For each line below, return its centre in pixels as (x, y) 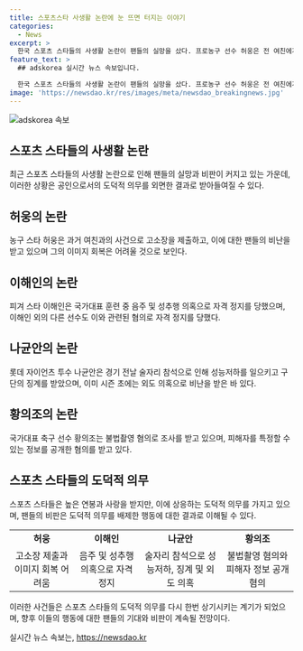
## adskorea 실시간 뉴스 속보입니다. (79, 69)
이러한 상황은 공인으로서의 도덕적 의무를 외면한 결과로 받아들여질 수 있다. (137, 185)
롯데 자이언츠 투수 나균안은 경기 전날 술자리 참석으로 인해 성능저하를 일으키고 (144, 372)
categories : (32, 26)
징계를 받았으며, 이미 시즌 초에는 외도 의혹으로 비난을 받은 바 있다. (141, 383)
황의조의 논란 (44, 415)
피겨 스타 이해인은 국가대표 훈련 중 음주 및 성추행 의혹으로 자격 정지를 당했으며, (147, 306)
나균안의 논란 (44, 349)
